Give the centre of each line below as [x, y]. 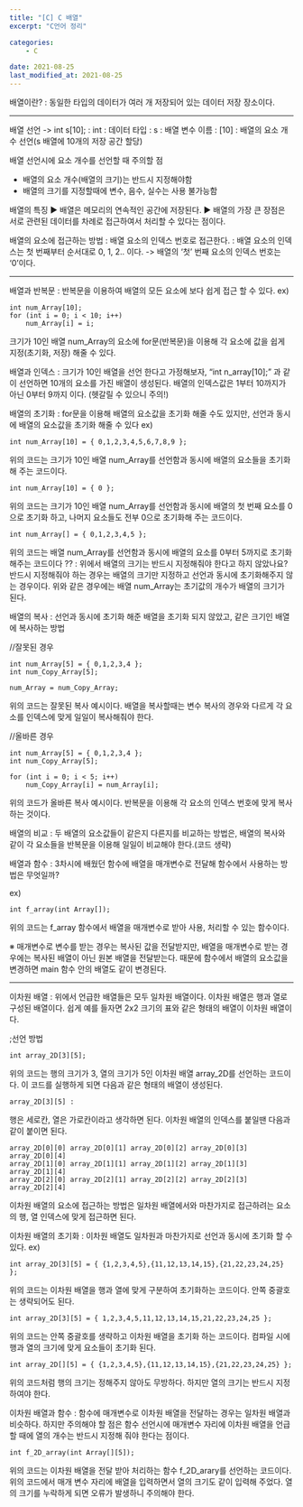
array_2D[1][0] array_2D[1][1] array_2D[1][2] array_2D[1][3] [129, 1164]
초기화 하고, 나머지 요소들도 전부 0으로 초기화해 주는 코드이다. [134, 517]
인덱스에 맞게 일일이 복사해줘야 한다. [90, 717]
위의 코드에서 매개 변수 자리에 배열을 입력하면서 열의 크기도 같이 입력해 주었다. [147, 1482]
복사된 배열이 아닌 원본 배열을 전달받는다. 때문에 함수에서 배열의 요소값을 [161, 958]
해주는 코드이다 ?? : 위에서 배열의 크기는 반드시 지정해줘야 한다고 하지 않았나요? [149, 564]
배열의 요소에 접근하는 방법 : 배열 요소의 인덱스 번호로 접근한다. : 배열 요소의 [142, 240]
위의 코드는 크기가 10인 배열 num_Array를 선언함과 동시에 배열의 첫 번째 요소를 [147, 506]
